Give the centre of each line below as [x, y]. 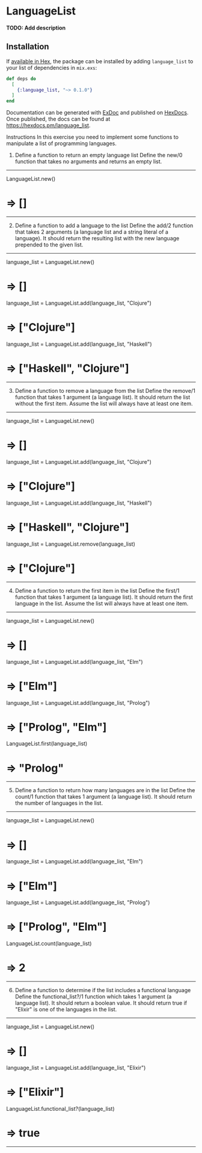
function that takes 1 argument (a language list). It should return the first [104, 597]
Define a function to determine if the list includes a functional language [103, 990]
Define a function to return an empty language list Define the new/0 [99, 155]
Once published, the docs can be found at [58, 119]
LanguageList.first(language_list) [47, 744]
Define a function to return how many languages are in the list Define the [105, 790]
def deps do [21, 79]
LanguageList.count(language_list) [49, 943]
